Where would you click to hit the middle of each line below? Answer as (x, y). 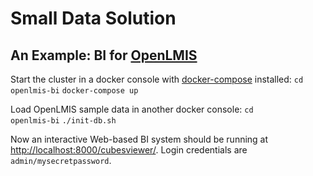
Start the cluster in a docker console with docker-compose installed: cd (157, 79)
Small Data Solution (93, 18)
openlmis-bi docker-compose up (74, 91)
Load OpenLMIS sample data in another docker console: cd (132, 109)
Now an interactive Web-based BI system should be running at (139, 139)
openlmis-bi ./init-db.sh (63, 121)
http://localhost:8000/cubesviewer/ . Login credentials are (129, 150)
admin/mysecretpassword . (61, 160)
